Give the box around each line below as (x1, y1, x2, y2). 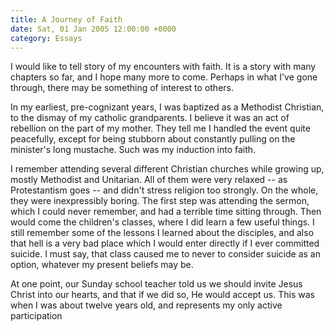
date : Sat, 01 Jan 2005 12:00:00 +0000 (10, 24, 177, 34)
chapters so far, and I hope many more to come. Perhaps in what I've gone (10, 71, 318, 83)
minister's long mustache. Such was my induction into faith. (10, 144, 257, 156)
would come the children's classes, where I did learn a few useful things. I (10, 216, 315, 228)
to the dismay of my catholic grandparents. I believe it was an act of (10, 112, 290, 124)
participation (10, 310, 63, 322)
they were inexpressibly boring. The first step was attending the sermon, (10, 195, 310, 207)
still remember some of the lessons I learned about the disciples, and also (10, 227, 315, 239)
